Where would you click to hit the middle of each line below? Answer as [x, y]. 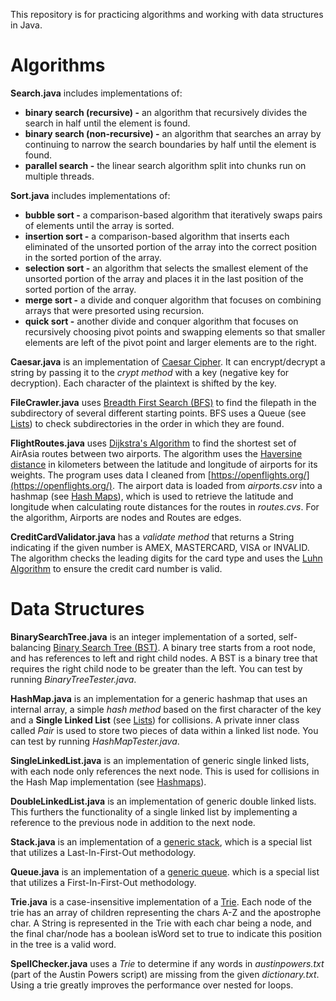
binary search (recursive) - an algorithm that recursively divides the [166, 112]
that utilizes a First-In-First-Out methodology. [103, 882]
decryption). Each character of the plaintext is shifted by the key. [143, 383]
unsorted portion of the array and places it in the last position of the [164, 278]
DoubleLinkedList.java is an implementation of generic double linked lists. [163, 801]
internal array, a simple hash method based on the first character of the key [166, 709]
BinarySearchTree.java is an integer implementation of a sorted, [143, 636]
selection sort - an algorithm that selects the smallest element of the [166, 268]
